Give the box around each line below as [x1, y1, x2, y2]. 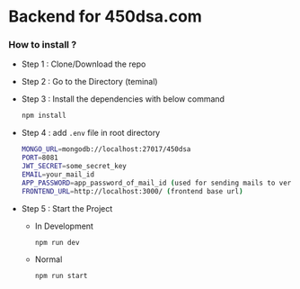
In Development [34, 221, 93, 231]
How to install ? [8, 39, 77, 51]
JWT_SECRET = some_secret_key [21, 162, 127, 171]
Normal [34, 254, 63, 265]
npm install [21, 111, 66, 121]
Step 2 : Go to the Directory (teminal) [21, 77, 158, 87]
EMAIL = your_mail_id [21, 169, 95, 179]
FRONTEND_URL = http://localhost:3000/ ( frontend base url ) [21, 186, 243, 195]
